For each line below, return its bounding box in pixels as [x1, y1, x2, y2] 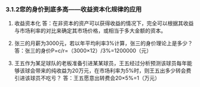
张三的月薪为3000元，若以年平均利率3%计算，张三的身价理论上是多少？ [14, 40, 193, 47]
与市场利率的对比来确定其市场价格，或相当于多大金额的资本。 [14, 27, 167, 34]
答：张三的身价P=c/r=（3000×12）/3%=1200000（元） [14, 47, 152, 54]
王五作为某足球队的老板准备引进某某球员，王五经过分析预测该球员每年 [14, 60, 187, 67]
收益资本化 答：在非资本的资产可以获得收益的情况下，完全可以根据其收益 [14, 20, 194, 27]
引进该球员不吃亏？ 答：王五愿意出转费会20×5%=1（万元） [14, 75, 161, 82]
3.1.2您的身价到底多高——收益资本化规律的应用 [5, 5, 142, 13]
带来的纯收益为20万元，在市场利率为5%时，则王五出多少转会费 [35, 67, 192, 75]
